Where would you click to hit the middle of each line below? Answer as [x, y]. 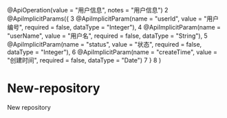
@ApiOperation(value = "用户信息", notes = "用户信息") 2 [88, 10]
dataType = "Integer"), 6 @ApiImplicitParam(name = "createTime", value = [112, 52]
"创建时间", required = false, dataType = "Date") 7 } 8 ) [84, 60]
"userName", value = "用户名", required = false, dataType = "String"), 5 [107, 36]
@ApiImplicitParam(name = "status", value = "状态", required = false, [105, 44]
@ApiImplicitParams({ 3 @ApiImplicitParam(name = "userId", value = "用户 [113, 19]
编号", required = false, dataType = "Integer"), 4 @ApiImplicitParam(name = [114, 27]
